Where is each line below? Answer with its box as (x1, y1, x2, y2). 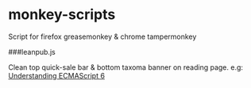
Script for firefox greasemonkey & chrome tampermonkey (8, 32, 197, 41)
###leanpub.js (8, 47, 56, 56)
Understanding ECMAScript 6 (8, 71, 106, 80)
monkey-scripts (8, 6, 116, 24)
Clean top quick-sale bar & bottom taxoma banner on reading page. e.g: (8, 62, 244, 72)
